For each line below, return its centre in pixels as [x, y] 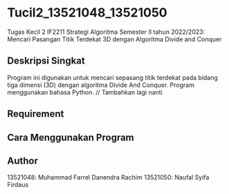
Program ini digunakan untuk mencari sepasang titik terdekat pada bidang [112, 77]
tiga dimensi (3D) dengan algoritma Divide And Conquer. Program [101, 85]
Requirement [36, 114]
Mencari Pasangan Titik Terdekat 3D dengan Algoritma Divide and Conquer [114, 39]
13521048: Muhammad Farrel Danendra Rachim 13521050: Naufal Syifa [108, 177]
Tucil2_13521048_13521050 [87, 13]
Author [22, 161]
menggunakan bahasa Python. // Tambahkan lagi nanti [85, 92]
